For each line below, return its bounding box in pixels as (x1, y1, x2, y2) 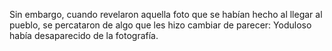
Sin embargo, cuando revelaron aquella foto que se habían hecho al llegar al (9, 9, 323, 20)
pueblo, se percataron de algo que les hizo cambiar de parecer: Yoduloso (9, 19, 312, 31)
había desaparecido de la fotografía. (9, 30, 159, 41)
